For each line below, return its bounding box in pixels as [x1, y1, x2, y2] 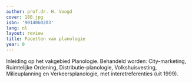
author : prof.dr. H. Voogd [6, 8, 72, 15]
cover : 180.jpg [6, 14, 44, 20]
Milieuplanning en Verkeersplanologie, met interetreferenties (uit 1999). [6, 70, 178, 77]
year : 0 [6, 42, 25, 48]
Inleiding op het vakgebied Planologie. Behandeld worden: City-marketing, [6, 57, 187, 65]
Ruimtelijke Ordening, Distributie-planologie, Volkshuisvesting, [6, 64, 157, 71]
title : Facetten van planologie [6, 36, 85, 42]
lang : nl [6, 25, 28, 31]
